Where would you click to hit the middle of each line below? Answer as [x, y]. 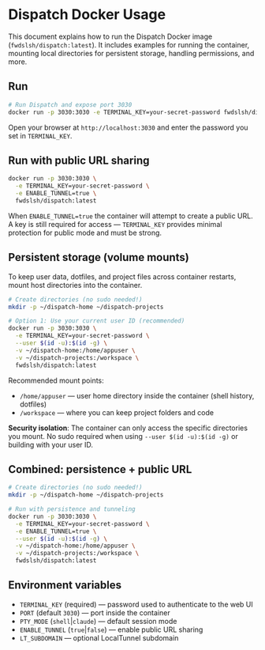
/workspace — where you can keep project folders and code [117, 412]
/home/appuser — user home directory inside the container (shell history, [137, 395]
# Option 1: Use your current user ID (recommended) [97, 321]
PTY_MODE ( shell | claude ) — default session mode [98, 621]
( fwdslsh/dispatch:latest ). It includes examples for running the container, [129, 44]
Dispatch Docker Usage [87, 15]
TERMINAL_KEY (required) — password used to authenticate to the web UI [136, 604]
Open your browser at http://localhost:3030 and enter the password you [128, 127]
